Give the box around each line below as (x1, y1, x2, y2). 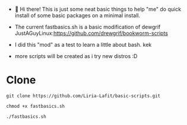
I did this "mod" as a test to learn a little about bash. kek (14, 41, 152, 48)
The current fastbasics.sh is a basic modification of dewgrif (14, 24, 161, 30)
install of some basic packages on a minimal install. (14, 12, 141, 19)
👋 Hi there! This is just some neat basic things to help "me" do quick (14, 6, 182, 12)
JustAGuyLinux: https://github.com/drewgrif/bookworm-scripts (14, 30, 168, 37)
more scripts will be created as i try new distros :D (14, 53, 138, 59)
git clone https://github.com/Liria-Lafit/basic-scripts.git (6, 92, 161, 99)
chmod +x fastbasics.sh (6, 103, 65, 109)
